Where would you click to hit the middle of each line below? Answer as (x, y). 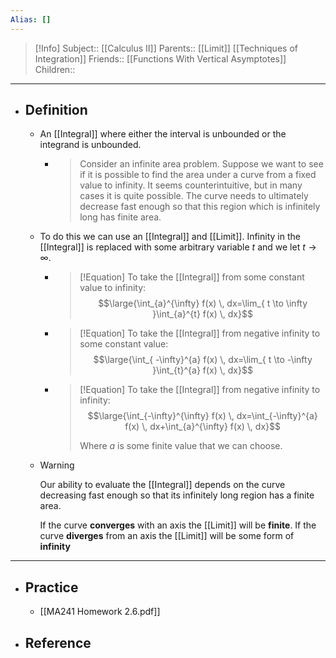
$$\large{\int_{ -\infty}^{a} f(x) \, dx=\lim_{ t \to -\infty (203, 360)
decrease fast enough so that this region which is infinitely (200, 207)
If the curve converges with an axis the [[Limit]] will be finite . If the (178, 525)
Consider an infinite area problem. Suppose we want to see (201, 164)
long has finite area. (120, 217)
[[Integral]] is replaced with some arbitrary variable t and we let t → (178, 247)
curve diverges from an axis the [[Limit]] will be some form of (167, 536)
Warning (57, 465)
